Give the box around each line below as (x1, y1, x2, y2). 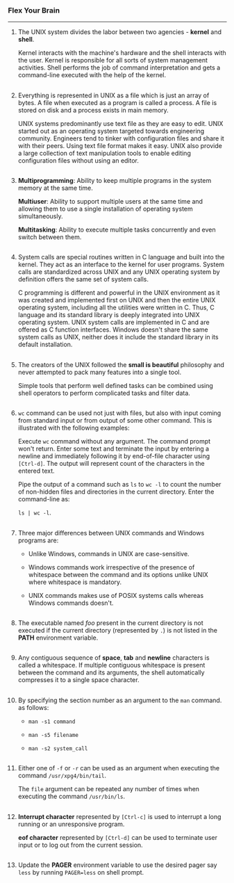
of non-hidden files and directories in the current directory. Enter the (17, 487, 215, 496)
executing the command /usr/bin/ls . (17, 792, 126, 801)
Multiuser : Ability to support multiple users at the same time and (17, 197, 203, 206)
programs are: (17, 536, 59, 544)
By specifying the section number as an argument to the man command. (17, 696, 222, 704)
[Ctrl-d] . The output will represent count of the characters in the (17, 460, 205, 468)
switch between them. (17, 233, 82, 241)
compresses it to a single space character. (17, 676, 140, 684)
